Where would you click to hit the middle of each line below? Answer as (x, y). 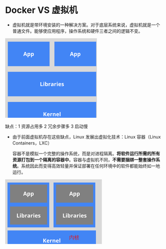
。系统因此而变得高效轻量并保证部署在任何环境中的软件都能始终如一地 (88, 166)
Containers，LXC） (32, 143)
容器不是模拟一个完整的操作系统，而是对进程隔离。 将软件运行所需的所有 (86, 153)
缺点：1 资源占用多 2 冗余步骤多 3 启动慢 (47, 126)
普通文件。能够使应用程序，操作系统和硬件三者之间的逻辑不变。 (77, 31)
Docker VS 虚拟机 (42, 10)
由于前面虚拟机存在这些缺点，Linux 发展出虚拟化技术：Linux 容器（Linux (86, 137)
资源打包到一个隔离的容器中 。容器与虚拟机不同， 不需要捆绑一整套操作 (84, 159)
